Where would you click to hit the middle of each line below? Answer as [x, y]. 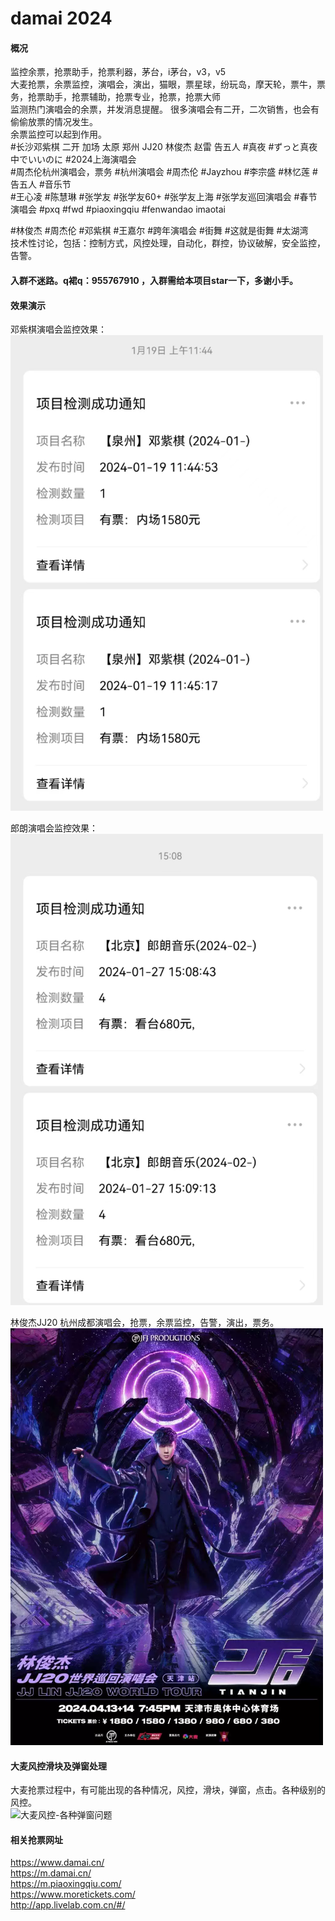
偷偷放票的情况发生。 [54, 122]
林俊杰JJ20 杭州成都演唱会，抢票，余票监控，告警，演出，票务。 [145, 1323]
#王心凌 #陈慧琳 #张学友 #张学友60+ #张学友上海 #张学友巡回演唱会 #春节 [164, 197]
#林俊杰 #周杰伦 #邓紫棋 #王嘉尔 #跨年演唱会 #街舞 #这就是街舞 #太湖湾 [159, 231]
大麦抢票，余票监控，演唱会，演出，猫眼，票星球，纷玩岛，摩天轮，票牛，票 [168, 84]
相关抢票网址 [36, 1839]
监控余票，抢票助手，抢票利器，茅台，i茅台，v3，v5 [118, 72]
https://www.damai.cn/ [57, 1863]
